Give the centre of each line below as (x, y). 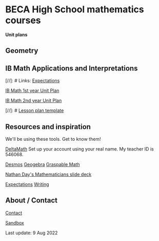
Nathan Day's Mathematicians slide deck (48, 174)
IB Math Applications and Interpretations (72, 68)
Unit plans (16, 34)
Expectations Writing (27, 184)
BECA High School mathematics (75, 10)
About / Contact (32, 201)
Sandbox (15, 223)
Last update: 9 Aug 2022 (32, 233)
